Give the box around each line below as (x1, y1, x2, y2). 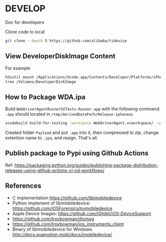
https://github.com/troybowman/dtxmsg (12, 215, 94, 222)
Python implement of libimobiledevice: (12, 200, 90, 206)
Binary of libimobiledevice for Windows (12, 226, 92, 232)
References (5, 182, 41, 190)
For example (5, 65, 31, 71)
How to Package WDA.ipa (5, 93, 85, 101)
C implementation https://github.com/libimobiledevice (12, 195, 122, 201)
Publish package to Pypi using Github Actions (5, 149, 149, 158)
